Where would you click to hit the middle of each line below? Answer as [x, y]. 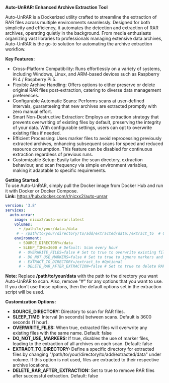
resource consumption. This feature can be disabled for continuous [82, 149]
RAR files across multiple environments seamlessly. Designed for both [78, 22]
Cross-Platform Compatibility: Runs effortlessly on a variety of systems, [87, 69]
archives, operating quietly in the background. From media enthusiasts [78, 33]
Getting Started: [22, 180]
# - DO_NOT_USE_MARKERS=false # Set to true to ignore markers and [91, 257]
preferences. [26, 95]
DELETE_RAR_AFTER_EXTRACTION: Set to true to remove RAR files [83, 370]
